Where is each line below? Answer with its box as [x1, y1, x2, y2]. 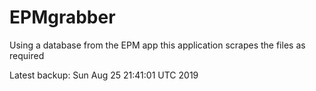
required [9, 49, 45, 61]
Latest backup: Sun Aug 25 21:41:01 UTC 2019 [9, 69, 199, 81]
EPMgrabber [9, 6, 116, 29]
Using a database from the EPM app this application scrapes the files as [9, 39, 306, 51]
